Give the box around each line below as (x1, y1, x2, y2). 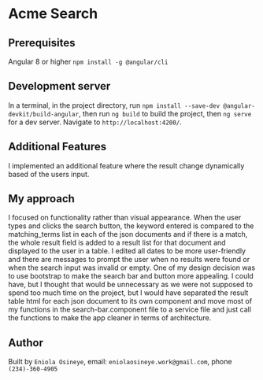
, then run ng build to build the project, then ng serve (78, 109, 252, 118)
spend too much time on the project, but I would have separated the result (8, 288, 249, 297)
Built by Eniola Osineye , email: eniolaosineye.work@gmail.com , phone (8, 357, 232, 367)
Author (8, 336, 43, 349)
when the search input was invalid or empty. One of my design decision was (8, 263, 256, 272)
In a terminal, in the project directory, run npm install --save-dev (8, 100, 220, 110)
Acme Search (8, 5, 98, 23)
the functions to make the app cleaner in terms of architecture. (8, 313, 212, 323)
